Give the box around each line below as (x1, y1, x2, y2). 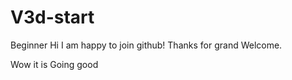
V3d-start (10, 6, 95, 29)
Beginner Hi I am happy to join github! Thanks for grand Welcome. (10, 39, 283, 51)
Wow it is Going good (10, 58, 99, 70)
